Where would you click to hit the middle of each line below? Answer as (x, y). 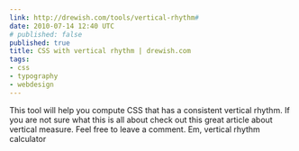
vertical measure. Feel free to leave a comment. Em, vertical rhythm (135, 129)
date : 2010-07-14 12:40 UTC (62, 26)
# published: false (46, 34)
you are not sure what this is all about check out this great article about (141, 120)
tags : (19, 59)
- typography (34, 76)
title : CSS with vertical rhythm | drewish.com (100, 51)
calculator (28, 138)
